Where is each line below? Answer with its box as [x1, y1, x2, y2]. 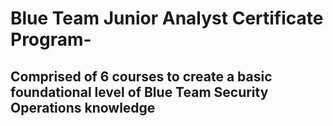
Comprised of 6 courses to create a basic [10, 68, 273, 85]
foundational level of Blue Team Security [10, 83, 269, 101]
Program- [10, 28, 92, 51]
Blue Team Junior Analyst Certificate [10, 7, 324, 30]
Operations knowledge [10, 99, 156, 116]
